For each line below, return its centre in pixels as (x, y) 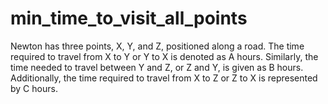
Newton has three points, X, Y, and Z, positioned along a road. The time (157, 46)
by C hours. (34, 88)
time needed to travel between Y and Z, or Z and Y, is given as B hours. (157, 67)
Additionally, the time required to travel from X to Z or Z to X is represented (164, 78)
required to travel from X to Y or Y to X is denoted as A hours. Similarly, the (164, 56)
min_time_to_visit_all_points (129, 18)
